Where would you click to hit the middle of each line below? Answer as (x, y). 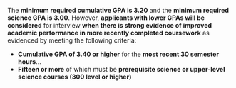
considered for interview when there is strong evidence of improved (110, 25)
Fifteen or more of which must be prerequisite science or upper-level (121, 69)
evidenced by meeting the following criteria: (72, 40)
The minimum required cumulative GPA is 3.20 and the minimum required (118, 10)
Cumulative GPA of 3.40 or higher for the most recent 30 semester (118, 54)
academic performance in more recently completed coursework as (109, 33)
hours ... (29, 62)
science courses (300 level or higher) (75, 77)
